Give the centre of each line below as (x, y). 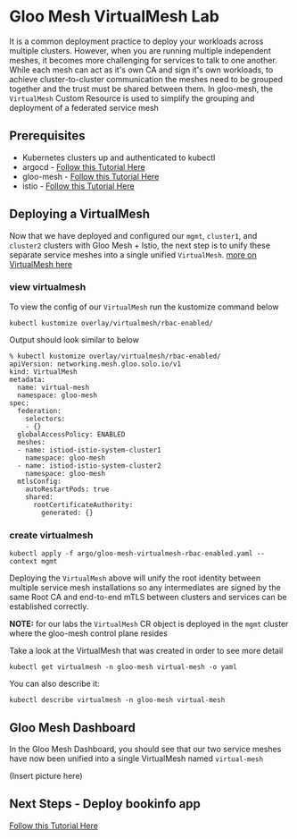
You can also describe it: (54, 684)
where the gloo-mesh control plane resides (88, 633)
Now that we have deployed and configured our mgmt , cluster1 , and (133, 235)
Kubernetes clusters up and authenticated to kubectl (119, 157)
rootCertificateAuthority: (83, 504)
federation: (40, 411)
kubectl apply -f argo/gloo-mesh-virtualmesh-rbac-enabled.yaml (131, 554)
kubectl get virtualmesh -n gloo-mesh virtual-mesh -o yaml (124, 667)
